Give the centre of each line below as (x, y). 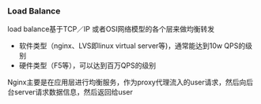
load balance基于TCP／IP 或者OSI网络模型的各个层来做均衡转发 (111, 29)
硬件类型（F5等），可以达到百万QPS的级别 (87, 65)
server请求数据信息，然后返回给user (74, 92)
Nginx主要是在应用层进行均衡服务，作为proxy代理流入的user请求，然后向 (127, 82)
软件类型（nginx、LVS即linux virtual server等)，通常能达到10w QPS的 (132, 46)
